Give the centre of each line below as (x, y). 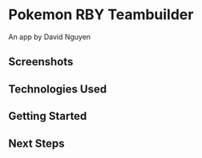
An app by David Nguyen (49, 37)
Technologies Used (57, 89)
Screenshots (41, 62)
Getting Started (48, 116)
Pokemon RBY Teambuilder (101, 15)
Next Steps (36, 143)
